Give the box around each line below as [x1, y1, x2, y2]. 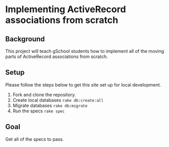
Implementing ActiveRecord [5, 4, 126, 15]
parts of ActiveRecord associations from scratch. [5, 53, 108, 60]
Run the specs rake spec [12, 108, 65, 114]
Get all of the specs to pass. [5, 136, 64, 142]
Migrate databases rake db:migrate [12, 102, 88, 108]
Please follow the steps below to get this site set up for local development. [5, 81, 161, 87]
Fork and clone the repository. [12, 92, 76, 98]
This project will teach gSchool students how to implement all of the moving [5, 48, 164, 54]
